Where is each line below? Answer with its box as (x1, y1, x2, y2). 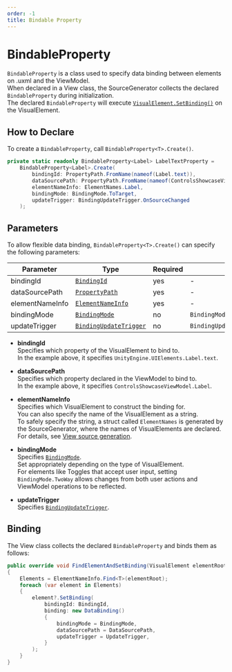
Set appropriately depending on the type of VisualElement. (17, 460, 184, 468)
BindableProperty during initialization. (7, 91, 114, 100)
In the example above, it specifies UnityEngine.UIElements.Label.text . (17, 354, 219, 362)
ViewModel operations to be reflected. (17, 482, 127, 490)
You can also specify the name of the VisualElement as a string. (17, 410, 199, 418)
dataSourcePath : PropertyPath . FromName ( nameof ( (32, 177, 171, 184)
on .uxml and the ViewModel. (7, 77, 90, 85)
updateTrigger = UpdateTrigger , (56, 633, 150, 640)
